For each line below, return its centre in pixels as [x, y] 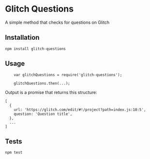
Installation [22, 38]
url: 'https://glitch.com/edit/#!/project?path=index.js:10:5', [80, 110]
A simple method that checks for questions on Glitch [57, 22]
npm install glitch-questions [36, 49]
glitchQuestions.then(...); [42, 83]
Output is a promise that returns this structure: [51, 92]
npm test [14, 153]
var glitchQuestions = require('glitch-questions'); [68, 75]
